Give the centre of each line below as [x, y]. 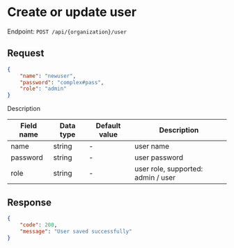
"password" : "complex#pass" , [62, 82]
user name [152, 146]
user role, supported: [169, 169]
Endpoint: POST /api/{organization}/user [67, 31]
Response [30, 202]
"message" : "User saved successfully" [76, 231]
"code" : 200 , [39, 225]
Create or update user [72, 12]
